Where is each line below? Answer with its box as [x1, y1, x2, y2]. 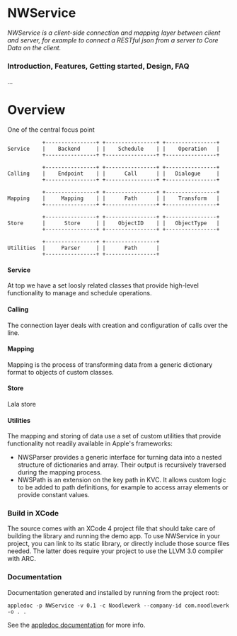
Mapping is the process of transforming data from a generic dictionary [7, 360, 213, 369]
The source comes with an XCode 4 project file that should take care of [7, 524, 216, 533]
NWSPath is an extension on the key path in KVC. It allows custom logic [17, 476, 226, 484]
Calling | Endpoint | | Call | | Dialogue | [7, 170, 220, 178]
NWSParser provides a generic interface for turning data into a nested [17, 453, 222, 462]
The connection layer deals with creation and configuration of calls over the [7, 321, 229, 329]
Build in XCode [7, 509, 59, 518]
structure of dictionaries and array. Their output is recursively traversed [17, 460, 226, 469]
